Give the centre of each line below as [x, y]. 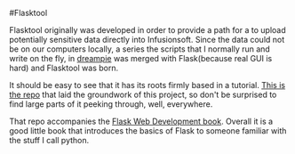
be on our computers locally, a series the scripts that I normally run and [140, 49]
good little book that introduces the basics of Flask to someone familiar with [148, 131]
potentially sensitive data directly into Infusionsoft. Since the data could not [147, 40]
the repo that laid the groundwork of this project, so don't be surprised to [143, 94]
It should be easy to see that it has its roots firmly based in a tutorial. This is [147, 85]
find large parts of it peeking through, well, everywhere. [111, 104]
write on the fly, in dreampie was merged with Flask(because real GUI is [141, 58]
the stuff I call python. [49, 140]
